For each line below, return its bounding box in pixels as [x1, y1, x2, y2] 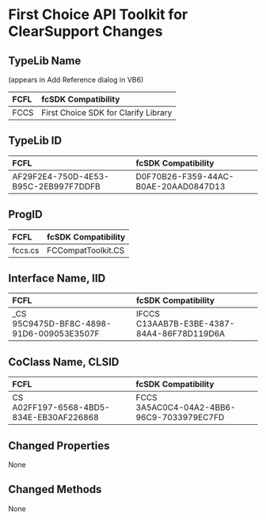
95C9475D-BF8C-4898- [12, 319, 112, 330]
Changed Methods [8, 483, 102, 496]
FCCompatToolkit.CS [47, 244, 125, 255]
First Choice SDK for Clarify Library [41, 107, 173, 118]
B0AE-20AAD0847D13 [135, 181, 226, 192]
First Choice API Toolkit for [8, 6, 188, 24]
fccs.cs [12, 244, 40, 255]
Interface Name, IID [8, 272, 106, 285]
